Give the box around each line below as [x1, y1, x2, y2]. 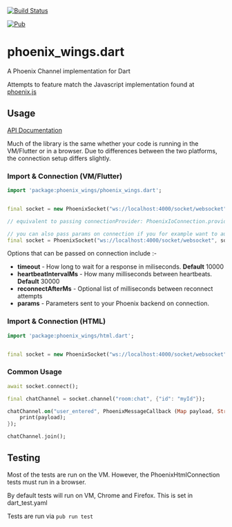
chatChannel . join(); [7, 433, 67, 440]
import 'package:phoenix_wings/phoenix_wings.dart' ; [7, 187, 162, 194]
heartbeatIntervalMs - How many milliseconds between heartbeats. [17, 270, 213, 278]
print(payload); [19, 414, 67, 421]
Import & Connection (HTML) [7, 316, 106, 326]
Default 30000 [17, 277, 60, 286]
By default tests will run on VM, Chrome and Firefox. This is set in [7, 491, 193, 499]
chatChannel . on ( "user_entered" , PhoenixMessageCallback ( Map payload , [7, 408, 215, 414]
